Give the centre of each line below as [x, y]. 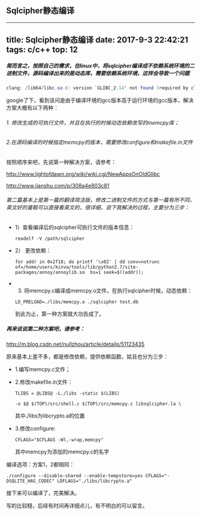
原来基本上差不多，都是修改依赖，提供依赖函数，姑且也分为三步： [87, 357]
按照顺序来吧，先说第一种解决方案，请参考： [61, 162]
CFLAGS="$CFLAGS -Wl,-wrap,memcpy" [59, 440]
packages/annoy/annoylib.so [50, 272]
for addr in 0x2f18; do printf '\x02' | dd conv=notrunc [87, 262]
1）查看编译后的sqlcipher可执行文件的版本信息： [74, 227]
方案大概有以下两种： [32, 108]
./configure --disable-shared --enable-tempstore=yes [75, 476]
